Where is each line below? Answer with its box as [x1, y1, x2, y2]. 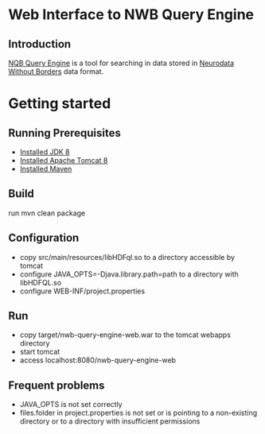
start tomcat [19, 347, 60, 357]
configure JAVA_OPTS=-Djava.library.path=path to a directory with [19, 269, 239, 279]
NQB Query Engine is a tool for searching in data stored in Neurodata [8, 58, 235, 68]
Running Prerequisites [8, 126, 121, 140]
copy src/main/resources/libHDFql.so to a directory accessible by [19, 252, 236, 262]
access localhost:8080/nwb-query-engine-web [19, 355, 177, 365]
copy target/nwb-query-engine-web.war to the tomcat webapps [19, 330, 231, 339]
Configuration [8, 231, 80, 245]
